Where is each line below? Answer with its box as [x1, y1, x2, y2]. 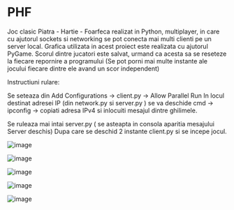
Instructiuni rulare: [7, 77, 60, 86]
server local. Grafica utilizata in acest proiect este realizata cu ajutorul [7, 42, 208, 50]
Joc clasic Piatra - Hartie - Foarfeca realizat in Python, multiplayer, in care [7, 27, 220, 36]
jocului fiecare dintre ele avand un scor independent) [7, 64, 160, 73]
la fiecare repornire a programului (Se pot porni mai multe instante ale [7, 57, 208, 65]
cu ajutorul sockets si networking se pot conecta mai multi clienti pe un [7, 34, 212, 43]
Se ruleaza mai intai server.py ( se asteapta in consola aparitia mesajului [7, 119, 215, 128]
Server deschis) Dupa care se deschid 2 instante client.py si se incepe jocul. [7, 127, 227, 135]
